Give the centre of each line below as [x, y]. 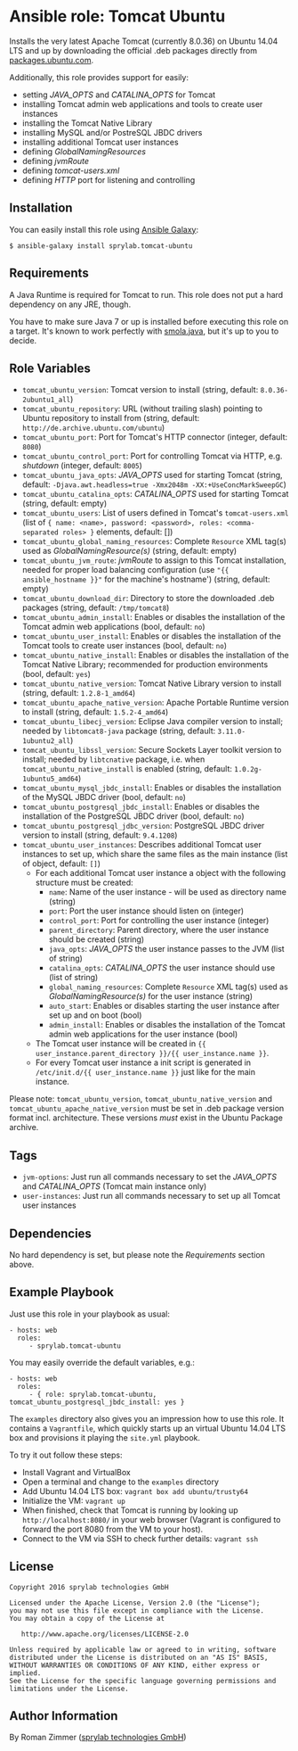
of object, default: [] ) [61, 863]
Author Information [64, 1716]
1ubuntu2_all [46, 741]
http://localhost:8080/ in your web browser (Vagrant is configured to [151, 1519]
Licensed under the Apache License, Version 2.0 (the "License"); [135, 1603]
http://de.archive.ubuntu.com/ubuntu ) [93, 428]
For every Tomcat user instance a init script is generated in [143, 1062]
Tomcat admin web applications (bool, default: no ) [114, 627]
